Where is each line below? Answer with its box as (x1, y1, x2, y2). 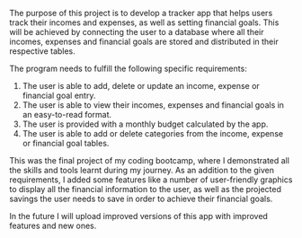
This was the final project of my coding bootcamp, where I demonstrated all (9, 155, 290, 165)
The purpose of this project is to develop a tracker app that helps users (9, 8, 273, 18)
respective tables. (9, 46, 76, 57)
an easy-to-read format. (22, 110, 112, 119)
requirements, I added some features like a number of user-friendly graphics (9, 174, 293, 185)
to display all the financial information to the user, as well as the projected (9, 184, 281, 194)
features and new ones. (9, 220, 97, 231)
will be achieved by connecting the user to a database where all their (9, 27, 264, 37)
